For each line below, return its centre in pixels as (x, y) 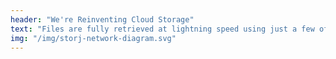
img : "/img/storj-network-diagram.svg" (93, 38)
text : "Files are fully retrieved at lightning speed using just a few (162, 29)
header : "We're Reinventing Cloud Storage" (102, 19)
